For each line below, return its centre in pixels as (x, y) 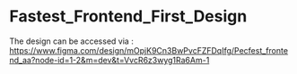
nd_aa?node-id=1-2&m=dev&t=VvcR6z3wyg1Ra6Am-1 (109, 60)
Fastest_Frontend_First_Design (128, 16)
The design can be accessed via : (72, 41)
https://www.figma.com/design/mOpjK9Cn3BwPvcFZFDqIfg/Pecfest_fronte (149, 50)
